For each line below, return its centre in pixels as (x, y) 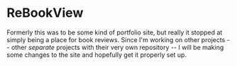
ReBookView (45, 13)
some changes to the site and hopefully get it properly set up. (97, 55)
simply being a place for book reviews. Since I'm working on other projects (116, 39)
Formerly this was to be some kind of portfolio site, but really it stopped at (115, 32)
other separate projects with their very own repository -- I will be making (117, 47)
